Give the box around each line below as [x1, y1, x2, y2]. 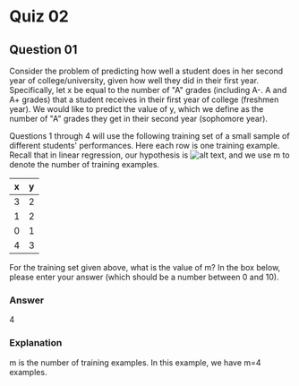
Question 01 [9, 42, 78, 57]
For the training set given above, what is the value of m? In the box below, [9, 262, 281, 272]
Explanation [9, 337, 63, 349]
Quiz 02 [9, 6, 69, 27]
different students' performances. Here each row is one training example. [9, 141, 280, 150]
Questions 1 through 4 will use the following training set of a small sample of [9, 131, 290, 141]
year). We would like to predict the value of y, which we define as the [9, 104, 264, 114]
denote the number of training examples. [9, 159, 159, 169]
